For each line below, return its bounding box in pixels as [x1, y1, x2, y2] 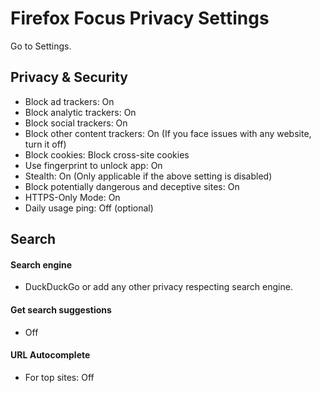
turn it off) [24, 138, 67, 150]
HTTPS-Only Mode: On [24, 191, 121, 203]
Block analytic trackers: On [24, 106, 137, 118]
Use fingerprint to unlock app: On [24, 159, 163, 171]
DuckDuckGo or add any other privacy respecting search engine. [24, 281, 293, 293]
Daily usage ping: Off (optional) [24, 202, 154, 214]
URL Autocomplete [10, 349, 91, 361]
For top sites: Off [24, 371, 95, 383]
